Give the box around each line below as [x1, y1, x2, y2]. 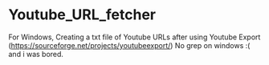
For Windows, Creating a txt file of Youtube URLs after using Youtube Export [8, 32, 261, 42]
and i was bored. [8, 49, 64, 59]
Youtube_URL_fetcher [8, 6, 157, 24]
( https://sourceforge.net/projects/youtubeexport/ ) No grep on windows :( [8, 40, 251, 50]
